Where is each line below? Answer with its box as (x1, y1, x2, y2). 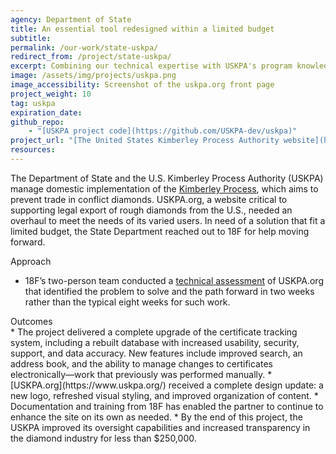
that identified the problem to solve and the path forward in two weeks (24, 285, 315, 297)
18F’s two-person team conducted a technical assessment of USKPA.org (24, 274, 324, 286)
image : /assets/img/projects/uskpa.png (10, 71, 177, 81)
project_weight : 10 (10, 89, 92, 99)
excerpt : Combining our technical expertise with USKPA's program (10, 61, 293, 71)
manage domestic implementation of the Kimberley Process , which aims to (10, 182, 319, 195)
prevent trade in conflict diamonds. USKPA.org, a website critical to (10, 193, 288, 205)
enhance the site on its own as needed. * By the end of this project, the (10, 411, 303, 423)
